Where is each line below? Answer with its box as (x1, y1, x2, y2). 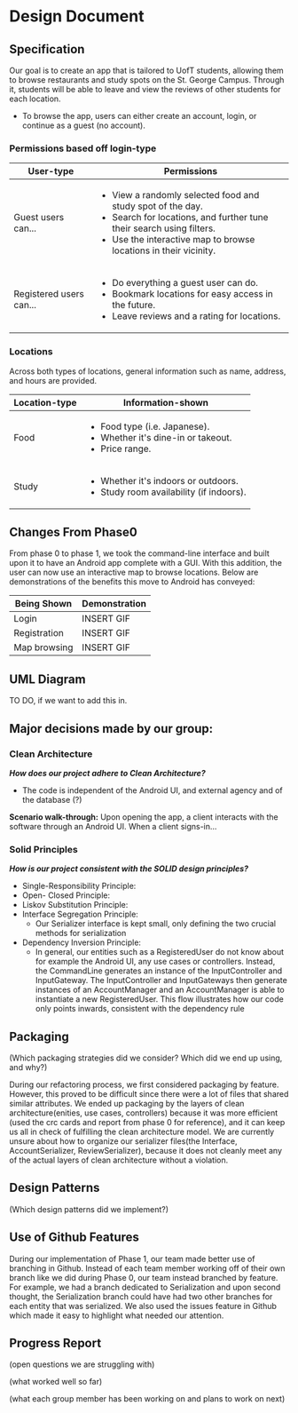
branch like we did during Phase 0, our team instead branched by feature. (9, 1272, 278, 1282)
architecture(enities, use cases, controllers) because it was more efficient (9, 1107, 278, 1118)
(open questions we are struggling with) (9, 1359, 155, 1369)
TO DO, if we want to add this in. (9, 695, 128, 706)
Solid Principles (9, 843, 78, 855)
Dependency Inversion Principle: (21, 937, 142, 948)
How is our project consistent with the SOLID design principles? (9, 863, 249, 874)
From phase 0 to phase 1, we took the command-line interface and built (9, 548, 271, 559)
